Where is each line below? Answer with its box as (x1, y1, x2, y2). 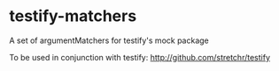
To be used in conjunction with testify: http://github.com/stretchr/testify (9, 52, 271, 62)
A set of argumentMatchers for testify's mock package (9, 35, 210, 46)
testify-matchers (9, 6, 137, 26)
